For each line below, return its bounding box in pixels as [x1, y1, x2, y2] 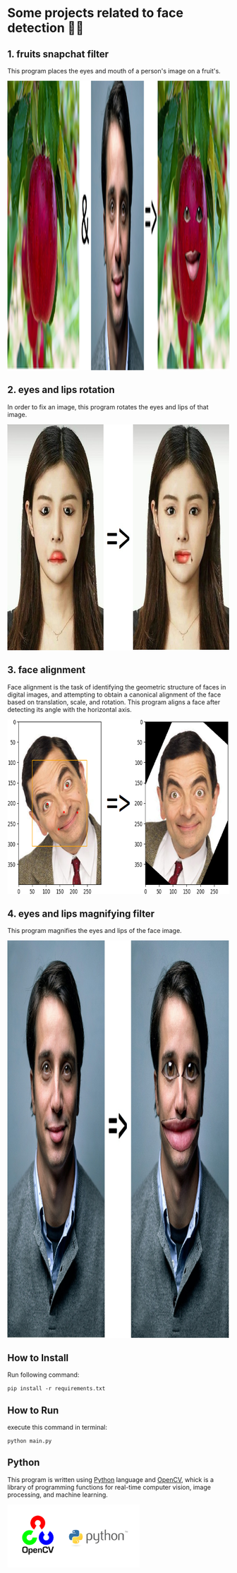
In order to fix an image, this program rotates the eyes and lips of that [7, 402, 209, 411]
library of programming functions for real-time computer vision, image [7, 1483, 212, 1491]
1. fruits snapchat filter [7, 48, 109, 60]
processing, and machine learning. [7, 1490, 108, 1499]
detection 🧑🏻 [7, 20, 85, 36]
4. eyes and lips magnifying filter [7, 908, 155, 920]
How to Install [7, 1351, 69, 1363]
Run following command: [7, 1370, 80, 1379]
